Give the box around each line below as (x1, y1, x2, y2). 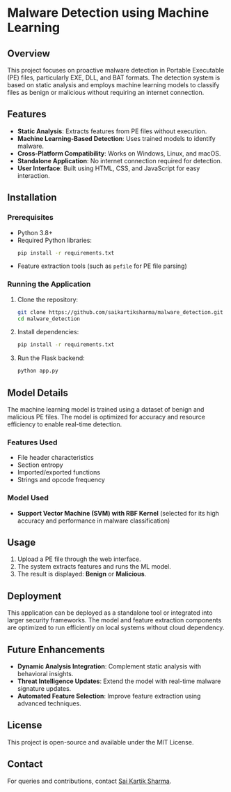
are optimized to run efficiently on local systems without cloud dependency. (7, 623, 225, 632)
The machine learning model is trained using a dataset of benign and (7, 405, 205, 413)
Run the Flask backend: (17, 354, 85, 362)
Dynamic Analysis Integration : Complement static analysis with (17, 662, 202, 671)
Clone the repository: (17, 295, 79, 304)
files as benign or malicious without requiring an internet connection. (7, 89, 205, 96)
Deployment (7, 590, 62, 602)
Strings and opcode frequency (17, 476, 106, 484)
